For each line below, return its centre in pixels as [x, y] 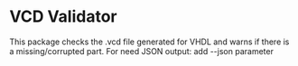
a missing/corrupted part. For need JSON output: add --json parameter [141, 51]
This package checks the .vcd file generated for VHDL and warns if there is [149, 42]
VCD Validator [63, 17]
